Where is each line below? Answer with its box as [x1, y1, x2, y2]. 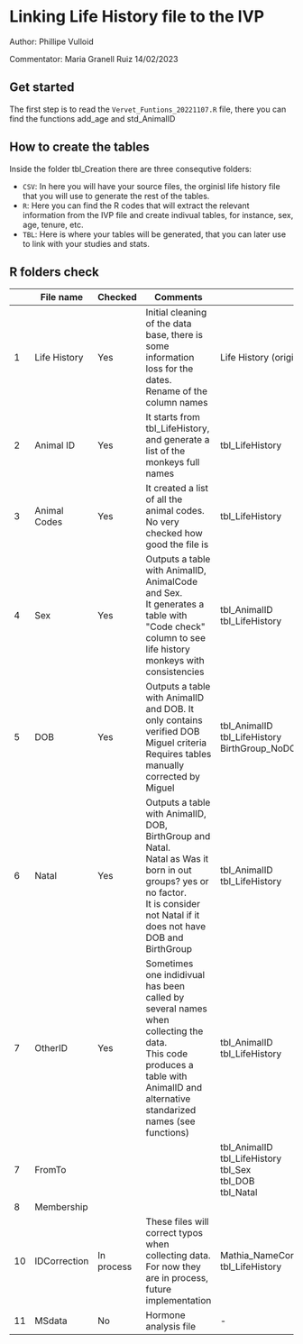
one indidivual [145, 969, 206, 982]
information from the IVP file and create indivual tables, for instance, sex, [22, 209, 294, 220]
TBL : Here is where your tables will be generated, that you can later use [22, 228, 287, 240]
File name [40, 291, 84, 304]
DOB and [145, 931, 184, 944]
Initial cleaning [145, 306, 207, 319]
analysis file [145, 1321, 197, 1333]
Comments [154, 291, 203, 304]
